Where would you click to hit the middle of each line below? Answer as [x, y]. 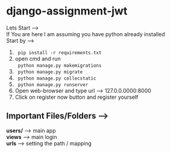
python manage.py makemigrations [60, 65]
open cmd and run [38, 58]
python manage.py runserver [53, 85]
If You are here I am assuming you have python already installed [86, 34]
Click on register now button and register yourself [76, 97]
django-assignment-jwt [67, 11]
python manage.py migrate [50, 72]
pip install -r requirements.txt [60, 52]
